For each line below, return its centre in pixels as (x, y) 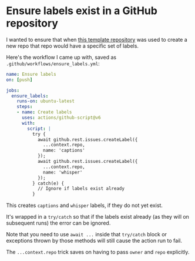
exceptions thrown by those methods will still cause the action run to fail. (94, 241)
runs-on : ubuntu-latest (46, 101)
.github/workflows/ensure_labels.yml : (53, 63)
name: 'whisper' (63, 172)
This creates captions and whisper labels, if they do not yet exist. (85, 205)
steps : (25, 107)
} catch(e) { (48, 183)
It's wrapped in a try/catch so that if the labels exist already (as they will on (98, 217)
